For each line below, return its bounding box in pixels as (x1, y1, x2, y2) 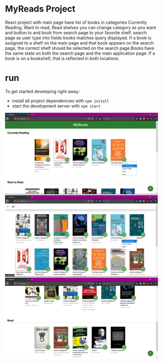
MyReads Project (5, 3, 76, 15)
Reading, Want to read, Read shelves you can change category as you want (5, 24, 156, 30)
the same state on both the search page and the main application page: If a (5, 50, 155, 56)
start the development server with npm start (12, 103, 101, 109)
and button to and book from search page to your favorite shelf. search (5, 30, 147, 35)
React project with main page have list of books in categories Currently (5, 19, 147, 25)
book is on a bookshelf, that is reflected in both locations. (5, 55, 120, 61)
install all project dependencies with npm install (12, 98, 109, 104)
